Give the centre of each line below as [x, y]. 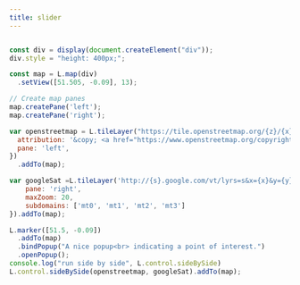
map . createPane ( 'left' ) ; [55, 107]
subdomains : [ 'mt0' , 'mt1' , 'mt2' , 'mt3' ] [105, 205]
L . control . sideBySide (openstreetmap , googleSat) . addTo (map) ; [125, 272]
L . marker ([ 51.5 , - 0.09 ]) [55, 230]
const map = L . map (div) [54, 74]
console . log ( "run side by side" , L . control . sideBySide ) [115, 264]
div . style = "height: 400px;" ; [67, 58]
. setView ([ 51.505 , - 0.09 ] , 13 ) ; [78, 83]
